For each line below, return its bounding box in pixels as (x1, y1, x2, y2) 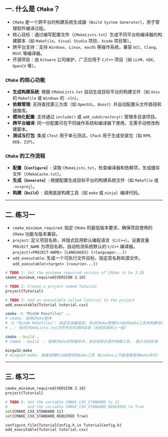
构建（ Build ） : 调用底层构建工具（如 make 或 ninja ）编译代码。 (12, 189, 142, 196)
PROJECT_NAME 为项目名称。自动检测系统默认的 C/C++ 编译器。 (12, 243, 138, 249)
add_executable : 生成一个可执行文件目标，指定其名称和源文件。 (12, 255, 143, 261)
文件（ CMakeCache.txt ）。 (12, 171, 64, 177)
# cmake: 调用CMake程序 (5, 316, 51, 321)
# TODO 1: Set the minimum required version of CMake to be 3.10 (5, 270, 144, 275)
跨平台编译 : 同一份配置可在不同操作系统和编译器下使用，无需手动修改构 (12, 120, 160, 126)
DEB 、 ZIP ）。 (12, 139, 37, 145)
